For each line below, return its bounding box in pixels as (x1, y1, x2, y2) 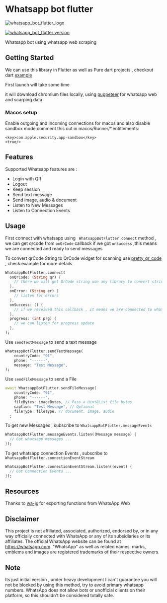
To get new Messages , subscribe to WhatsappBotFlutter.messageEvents (5, 422, 152, 428)
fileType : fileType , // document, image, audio (14, 409, 114, 414)
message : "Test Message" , (14, 363, 68, 368)
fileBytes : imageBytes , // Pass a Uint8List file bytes (14, 399, 133, 404)
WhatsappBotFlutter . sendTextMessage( (5, 349, 83, 354)
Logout (12, 181, 27, 187)
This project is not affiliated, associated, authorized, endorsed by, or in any (5, 528, 158, 534)
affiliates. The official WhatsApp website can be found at (5, 538, 121, 544)
